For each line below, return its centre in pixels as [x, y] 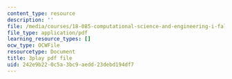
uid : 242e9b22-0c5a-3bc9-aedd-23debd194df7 [71, 65]
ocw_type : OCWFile [33, 45]
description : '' [30, 20]
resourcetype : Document [41, 52]
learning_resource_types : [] [49, 39]
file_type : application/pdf [48, 33]
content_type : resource [41, 13]
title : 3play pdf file [40, 58]
